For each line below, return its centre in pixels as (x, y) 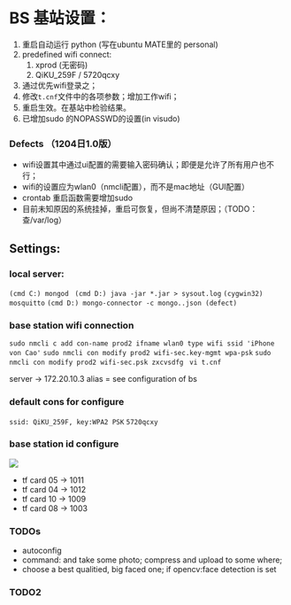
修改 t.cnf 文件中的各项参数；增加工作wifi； (100, 96)
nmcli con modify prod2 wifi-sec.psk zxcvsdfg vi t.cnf (115, 363)
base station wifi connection (72, 325)
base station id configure (64, 444)
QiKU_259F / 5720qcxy (77, 74)
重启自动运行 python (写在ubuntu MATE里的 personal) (120, 44)
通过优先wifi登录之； (60, 85)
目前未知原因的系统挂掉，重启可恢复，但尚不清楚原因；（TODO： (140, 209)
